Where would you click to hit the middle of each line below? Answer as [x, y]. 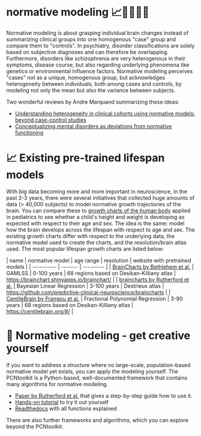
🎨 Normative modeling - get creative [98, 336]
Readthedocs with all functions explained [66, 408]
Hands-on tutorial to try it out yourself [62, 402]
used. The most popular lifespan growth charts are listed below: [85, 249]
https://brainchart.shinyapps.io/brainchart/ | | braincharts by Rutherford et [98, 279]
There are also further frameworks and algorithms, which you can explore [97, 420]
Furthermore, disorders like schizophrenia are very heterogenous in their [96, 58]
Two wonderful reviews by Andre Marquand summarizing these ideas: [93, 102]
